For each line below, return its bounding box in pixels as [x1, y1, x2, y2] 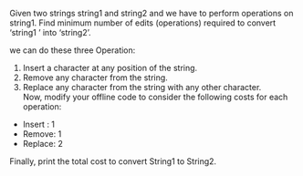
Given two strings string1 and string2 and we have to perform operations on [9, 8, 294, 18]
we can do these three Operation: [9, 45, 136, 56]
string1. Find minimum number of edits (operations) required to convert [9, 17, 277, 28]
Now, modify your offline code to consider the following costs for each [22, 91, 288, 102]
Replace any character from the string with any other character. [22, 82, 262, 92]
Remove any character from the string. [22, 72, 169, 83]
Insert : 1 [22, 119, 56, 129]
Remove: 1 [22, 129, 62, 140]
